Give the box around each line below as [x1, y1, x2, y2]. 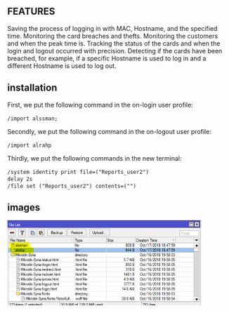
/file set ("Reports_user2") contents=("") [7, 182, 137, 189]
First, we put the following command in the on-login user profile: [7, 100, 193, 109]
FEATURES [7, 6, 55, 18]
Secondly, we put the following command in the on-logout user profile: [7, 127, 212, 135]
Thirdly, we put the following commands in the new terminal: [7, 154, 182, 162]
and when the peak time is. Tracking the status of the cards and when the [7, 39, 221, 48]
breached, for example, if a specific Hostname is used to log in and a [7, 54, 207, 62]
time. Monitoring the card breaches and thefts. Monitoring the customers [7, 32, 218, 40]
